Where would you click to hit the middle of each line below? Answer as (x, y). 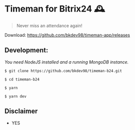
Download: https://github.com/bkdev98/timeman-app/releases (67, 35)
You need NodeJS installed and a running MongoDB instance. (67, 62)
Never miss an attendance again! (49, 25)
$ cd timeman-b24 (22, 79)
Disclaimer (21, 111)
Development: (26, 50)
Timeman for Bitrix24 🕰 (55, 9)
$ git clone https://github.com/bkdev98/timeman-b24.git (63, 71)
